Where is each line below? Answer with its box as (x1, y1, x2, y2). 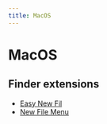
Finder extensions (8, 77, 100, 91)
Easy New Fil (19, 99, 63, 108)
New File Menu (19, 107, 70, 116)
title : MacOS (8, 11, 52, 20)
